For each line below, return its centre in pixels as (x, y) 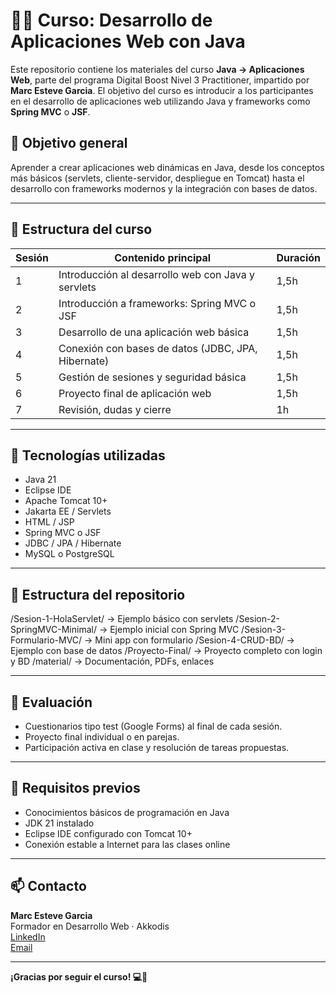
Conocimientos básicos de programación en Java (127, 812)
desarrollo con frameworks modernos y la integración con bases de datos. (164, 188)
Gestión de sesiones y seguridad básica (152, 377)
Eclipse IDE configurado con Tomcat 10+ (108, 833)
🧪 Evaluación (51, 702)
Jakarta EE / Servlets (68, 511)
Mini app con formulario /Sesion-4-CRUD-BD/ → (194, 640)
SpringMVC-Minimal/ (53, 630)
